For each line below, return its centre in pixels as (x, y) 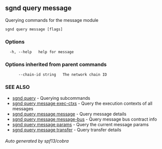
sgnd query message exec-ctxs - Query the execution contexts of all (82, 103)
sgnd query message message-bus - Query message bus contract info (84, 119)
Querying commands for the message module (52, 20)
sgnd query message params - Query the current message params (81, 124)
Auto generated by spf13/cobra (37, 141)
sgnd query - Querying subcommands (51, 98)
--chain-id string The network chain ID (62, 75)
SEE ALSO (18, 87)
